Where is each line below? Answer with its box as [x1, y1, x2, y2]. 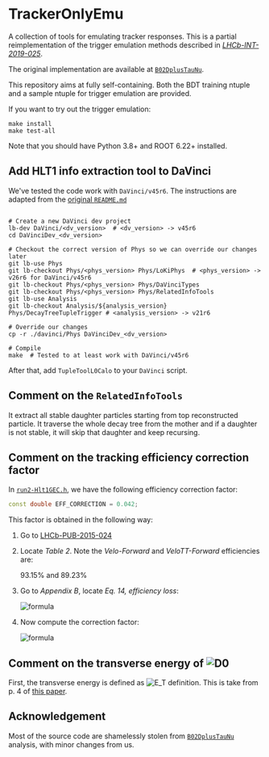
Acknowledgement [8, 709, 106, 723]
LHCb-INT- [222, 40, 259, 49]
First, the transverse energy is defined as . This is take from [8, 678, 259, 688]
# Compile [8, 344, 42, 352]
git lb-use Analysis [8, 295, 78, 303]
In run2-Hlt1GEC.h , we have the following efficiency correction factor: [8, 485, 238, 495]
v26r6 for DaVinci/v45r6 [8, 274, 92, 282]
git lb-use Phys [8, 259, 63, 267]
